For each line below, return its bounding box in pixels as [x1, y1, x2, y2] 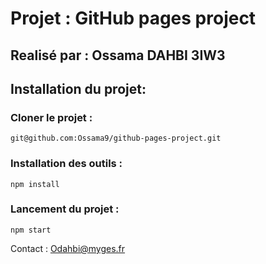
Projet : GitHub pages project [10, 7, 257, 30]
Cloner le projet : [10, 110, 93, 124]
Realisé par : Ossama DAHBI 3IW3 [10, 47, 226, 64]
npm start [10, 225, 52, 235]
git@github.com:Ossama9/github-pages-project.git [10, 133, 222, 144]
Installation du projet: [10, 80, 147, 97]
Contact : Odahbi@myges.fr [10, 242, 126, 254]
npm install [10, 179, 60, 189]
